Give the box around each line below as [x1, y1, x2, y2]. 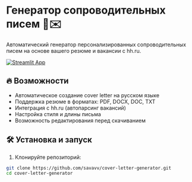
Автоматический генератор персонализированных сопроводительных [6, 41, 186, 48]
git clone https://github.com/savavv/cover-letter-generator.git [6, 165, 171, 171]
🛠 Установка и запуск [6, 135, 92, 145]
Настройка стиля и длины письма [14, 110, 101, 117]
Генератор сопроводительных [6, 4, 166, 17]
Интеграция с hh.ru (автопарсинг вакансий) [14, 104, 127, 111]
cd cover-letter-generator [6, 170, 73, 177]
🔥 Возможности [6, 76, 69, 86]
